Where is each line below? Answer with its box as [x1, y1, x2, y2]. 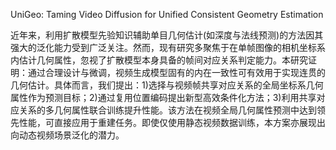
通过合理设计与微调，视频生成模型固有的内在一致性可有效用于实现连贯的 [27, 67, 326, 78]
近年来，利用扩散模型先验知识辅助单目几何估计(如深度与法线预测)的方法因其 [10, 29, 324, 41]
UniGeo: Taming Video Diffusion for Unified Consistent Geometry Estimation [10, 9, 324, 20]
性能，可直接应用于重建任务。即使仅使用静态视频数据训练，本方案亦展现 [18, 117, 317, 128]
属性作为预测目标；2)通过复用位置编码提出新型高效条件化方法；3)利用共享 [10, 92, 317, 103]
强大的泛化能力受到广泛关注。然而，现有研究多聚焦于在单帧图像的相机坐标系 [10, 42, 326, 53]
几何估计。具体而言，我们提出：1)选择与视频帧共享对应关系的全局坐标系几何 [10, 79, 324, 91]
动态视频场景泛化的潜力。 [18, 129, 125, 141]
